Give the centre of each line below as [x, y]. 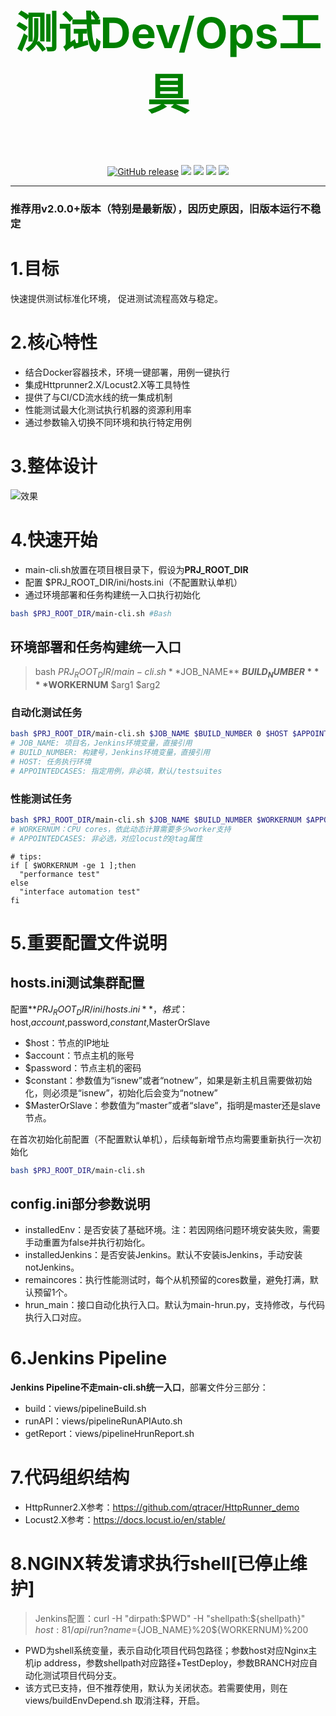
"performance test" [60, 874]
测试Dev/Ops [146, 32]
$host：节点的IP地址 [67, 1042]
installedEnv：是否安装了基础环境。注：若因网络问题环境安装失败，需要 [172, 1230]
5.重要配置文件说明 [89, 942]
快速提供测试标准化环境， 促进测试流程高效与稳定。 [116, 298]
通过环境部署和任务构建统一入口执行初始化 [112, 594]
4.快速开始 [54, 539]
